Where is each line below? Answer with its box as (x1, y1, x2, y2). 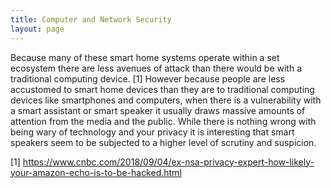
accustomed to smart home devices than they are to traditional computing (10, 83, 315, 95)
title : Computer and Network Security (10, 14, 172, 25)
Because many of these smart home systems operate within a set (10, 51, 280, 63)
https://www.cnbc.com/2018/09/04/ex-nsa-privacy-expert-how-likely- (22, 156, 315, 168)
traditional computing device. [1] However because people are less (10, 72, 286, 85)
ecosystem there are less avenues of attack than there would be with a (10, 62, 303, 74)
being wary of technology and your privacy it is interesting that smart (10, 126, 295, 138)
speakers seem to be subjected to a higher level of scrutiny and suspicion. (10, 136, 317, 148)
